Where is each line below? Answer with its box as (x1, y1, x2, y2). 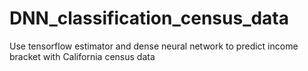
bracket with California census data (9, 50, 156, 62)
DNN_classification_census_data (9, 7, 290, 30)
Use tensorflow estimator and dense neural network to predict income (9, 40, 299, 52)
